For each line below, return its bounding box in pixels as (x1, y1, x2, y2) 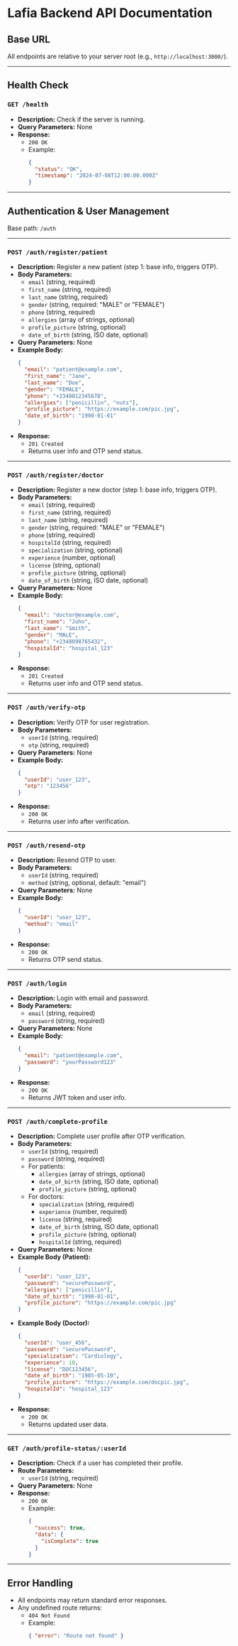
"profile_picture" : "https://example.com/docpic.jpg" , (24, 1379, 190, 1386)
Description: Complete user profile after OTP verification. (17, 1132, 186, 1141)
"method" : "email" (24, 921, 79, 928)
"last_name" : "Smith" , (24, 624, 91, 632)
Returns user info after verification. (28, 817, 130, 825)
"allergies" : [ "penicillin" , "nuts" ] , (24, 399, 139, 406)
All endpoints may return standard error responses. (17, 1596, 168, 1605)
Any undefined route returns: (17, 1603, 103, 1612)
